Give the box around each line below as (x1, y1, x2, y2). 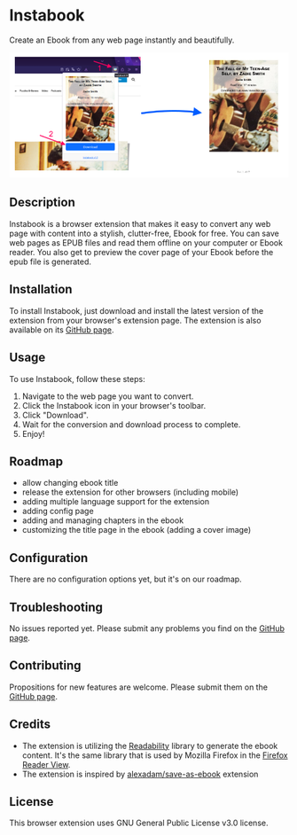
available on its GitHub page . (9, 324, 114, 335)
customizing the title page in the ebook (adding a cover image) (21, 525, 252, 535)
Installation (9, 282, 73, 297)
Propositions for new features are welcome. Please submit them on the (9, 682, 269, 692)
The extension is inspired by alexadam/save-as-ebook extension (21, 769, 259, 779)
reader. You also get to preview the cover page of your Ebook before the (9, 246, 274, 257)
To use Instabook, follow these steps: (9, 373, 145, 384)
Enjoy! (21, 428, 45, 439)
